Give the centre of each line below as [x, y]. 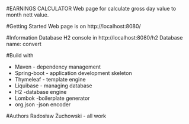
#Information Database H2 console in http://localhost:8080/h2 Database [94, 37]
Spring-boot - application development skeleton [73, 73]
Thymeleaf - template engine [50, 79]
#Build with [20, 55]
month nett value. [28, 15]
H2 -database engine [41, 92]
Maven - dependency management [58, 67]
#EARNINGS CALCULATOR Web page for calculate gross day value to [91, 9]
